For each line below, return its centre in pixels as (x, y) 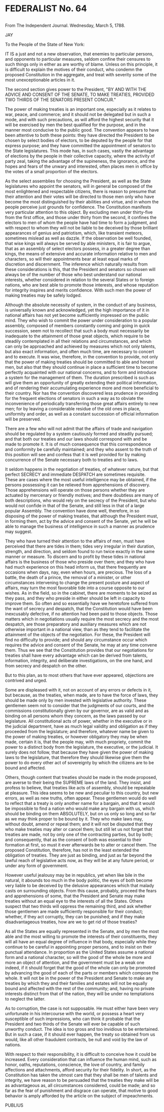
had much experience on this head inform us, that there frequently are (76, 567)
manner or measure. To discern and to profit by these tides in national (75, 556)
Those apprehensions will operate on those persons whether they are (75, 490)
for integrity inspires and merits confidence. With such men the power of (78, 290)
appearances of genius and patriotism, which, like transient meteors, (74, 233)
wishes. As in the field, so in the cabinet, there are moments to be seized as (81, 593)
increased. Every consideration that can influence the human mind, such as (81, 1059)
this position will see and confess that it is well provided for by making (75, 454)
